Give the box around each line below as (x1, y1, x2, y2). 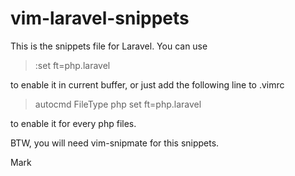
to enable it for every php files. (10, 117, 137, 129)
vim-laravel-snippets (10, 7, 190, 30)
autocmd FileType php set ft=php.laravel (34, 98, 202, 110)
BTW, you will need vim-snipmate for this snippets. (10, 137, 220, 149)
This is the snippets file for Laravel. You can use (10, 40, 208, 52)
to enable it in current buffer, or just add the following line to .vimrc (10, 78, 285, 91)
